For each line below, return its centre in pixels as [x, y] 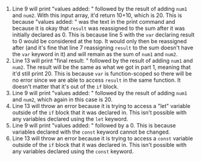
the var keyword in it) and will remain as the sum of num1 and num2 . [95, 54]
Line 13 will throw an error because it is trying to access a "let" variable [101, 106]
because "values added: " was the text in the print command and [93, 22]
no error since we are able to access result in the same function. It [96, 80]
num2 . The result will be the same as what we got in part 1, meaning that [101, 67]
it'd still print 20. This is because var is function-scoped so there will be [102, 73]
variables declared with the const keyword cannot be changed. [91, 132]
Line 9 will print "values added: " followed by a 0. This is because [94, 125]
